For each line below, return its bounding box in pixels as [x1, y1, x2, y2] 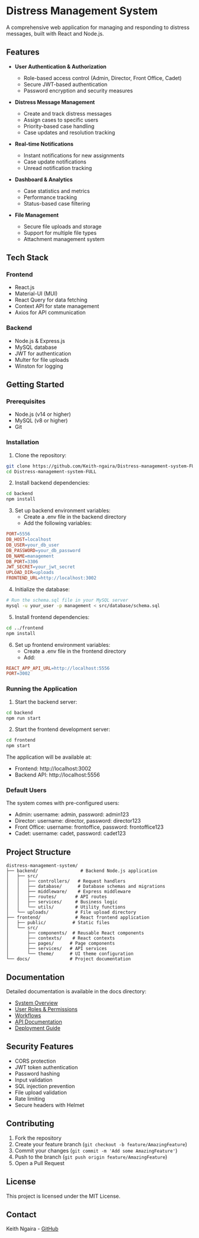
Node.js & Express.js [14, 337, 65, 344]
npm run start [6, 715, 41, 721]
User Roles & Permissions [14, 1006, 78, 1013]
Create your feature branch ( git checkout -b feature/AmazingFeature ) [14, 1140, 188, 1147]
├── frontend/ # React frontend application [6, 915, 150, 921]
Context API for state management [14, 303, 99, 310]
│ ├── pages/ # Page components [6, 941, 115, 947]
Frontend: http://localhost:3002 [14, 765, 92, 772]
